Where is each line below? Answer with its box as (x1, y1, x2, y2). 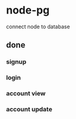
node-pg (6, 4, 50, 17)
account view (6, 90, 46, 98)
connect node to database (6, 23, 70, 30)
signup (6, 58, 27, 66)
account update (6, 105, 52, 114)
